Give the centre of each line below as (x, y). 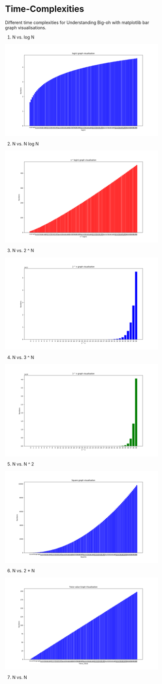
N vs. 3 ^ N (23, 357)
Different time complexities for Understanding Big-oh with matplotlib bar (77, 22)
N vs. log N (23, 37)
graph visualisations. (26, 27)
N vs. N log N (25, 144)
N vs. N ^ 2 (23, 464)
